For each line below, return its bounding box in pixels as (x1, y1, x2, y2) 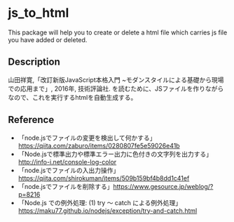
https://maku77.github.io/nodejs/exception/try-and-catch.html (18, 206, 198, 215)
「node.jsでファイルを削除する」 (18, 182, 114, 190)
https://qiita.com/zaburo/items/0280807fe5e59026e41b (18, 141, 181, 150)
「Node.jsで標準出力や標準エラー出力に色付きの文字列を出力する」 (18, 150, 213, 158)
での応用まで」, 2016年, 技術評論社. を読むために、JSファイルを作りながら (8, 84, 224, 93)
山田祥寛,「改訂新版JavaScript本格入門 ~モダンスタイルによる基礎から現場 (8, 75, 224, 84)
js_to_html (8, 5, 69, 21)
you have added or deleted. (8, 35, 88, 44)
